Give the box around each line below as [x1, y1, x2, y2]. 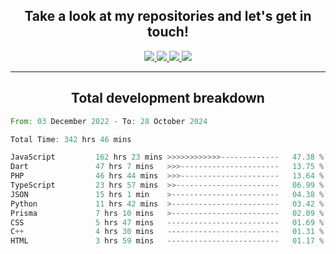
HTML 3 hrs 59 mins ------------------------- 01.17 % [10, 236, 325, 246]
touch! [147, 24, 189, 41]
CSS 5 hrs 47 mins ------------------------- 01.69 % [10, 217, 325, 228]
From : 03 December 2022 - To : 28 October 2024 [10, 116, 208, 126]
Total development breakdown [71, 90, 265, 107]
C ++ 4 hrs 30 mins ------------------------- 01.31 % [10, 227, 325, 237]
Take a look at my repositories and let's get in [24, 8, 312, 25]
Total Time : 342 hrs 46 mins [10, 134, 132, 144]
